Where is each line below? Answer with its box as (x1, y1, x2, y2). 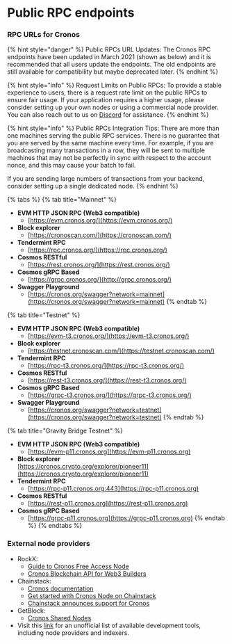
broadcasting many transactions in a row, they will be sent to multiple (7, 146, 206, 154)
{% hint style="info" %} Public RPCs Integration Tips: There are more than (7, 124, 220, 133)
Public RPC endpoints (7, 5, 135, 21)
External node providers (7, 539, 90, 549)
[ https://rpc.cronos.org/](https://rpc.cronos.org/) (27, 245, 168, 255)
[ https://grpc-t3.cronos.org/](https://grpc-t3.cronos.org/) (27, 391, 192, 399)
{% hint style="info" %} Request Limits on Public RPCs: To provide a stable (7, 81, 222, 90)
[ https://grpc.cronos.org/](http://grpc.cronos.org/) (27, 275, 172, 284)
